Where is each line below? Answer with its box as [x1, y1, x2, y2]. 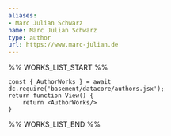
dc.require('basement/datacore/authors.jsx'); [8, 85, 165, 93]
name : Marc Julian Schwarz [8, 26, 97, 34]
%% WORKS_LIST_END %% [8, 119, 101, 129]
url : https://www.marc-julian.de [8, 41, 119, 49]
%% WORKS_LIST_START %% [8, 62, 108, 72]
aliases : [8, 11, 37, 20]
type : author [8, 33, 51, 42]
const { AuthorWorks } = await [8, 78, 112, 86]
